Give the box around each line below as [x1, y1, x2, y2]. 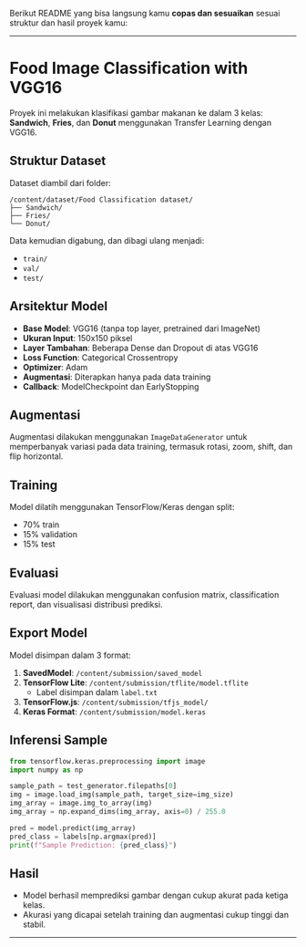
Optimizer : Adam [22, 361, 88, 372]
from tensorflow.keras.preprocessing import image [9, 756, 206, 765]
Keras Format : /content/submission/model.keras [22, 706, 207, 717]
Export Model [9, 625, 88, 641]
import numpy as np [9, 765, 84, 775]
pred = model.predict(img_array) [9, 823, 137, 833]
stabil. [22, 919, 46, 930]
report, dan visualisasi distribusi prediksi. [9, 599, 163, 609]
